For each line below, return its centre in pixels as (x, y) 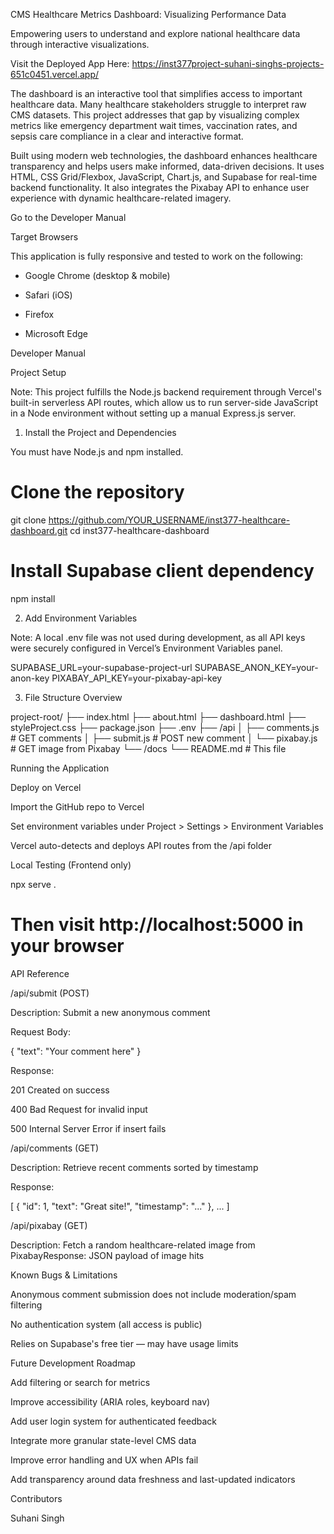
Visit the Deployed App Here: (70, 63)
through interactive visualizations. (80, 44)
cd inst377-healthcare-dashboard (139, 530)
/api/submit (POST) (50, 993)
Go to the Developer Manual (68, 217)
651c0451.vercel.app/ (55, 74)
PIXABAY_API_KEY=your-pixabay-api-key (137, 678)
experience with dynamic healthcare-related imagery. (121, 198)
